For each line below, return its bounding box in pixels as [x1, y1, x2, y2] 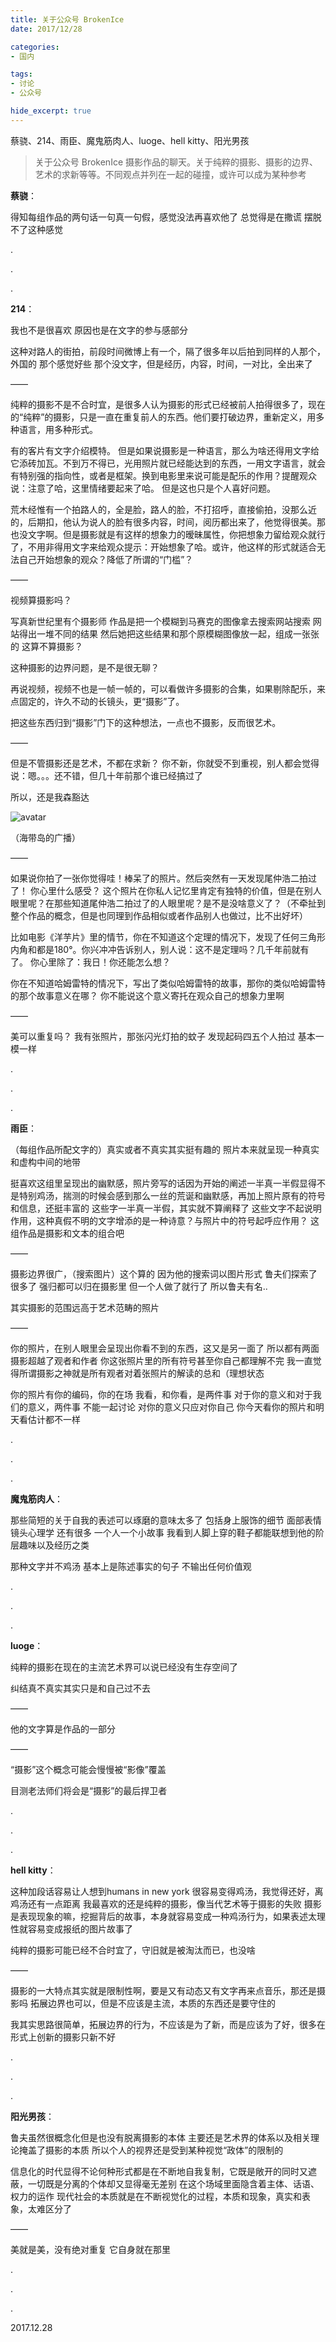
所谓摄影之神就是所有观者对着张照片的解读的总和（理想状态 [18, 1367, 265, 1379]
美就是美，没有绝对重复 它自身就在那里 [10, 2243, 171, 2255]
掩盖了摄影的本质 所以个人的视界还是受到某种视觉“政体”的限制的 [18, 2144, 284, 2156]
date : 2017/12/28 [10, 24, 83, 34]
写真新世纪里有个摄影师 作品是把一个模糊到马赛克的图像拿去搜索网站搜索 [10, 615, 311, 627]
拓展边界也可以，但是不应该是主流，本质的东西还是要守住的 [29, 1997, 276, 2009]
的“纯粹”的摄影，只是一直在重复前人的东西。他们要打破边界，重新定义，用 [10, 411, 317, 423]
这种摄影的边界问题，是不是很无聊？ [10, 661, 160, 673]
